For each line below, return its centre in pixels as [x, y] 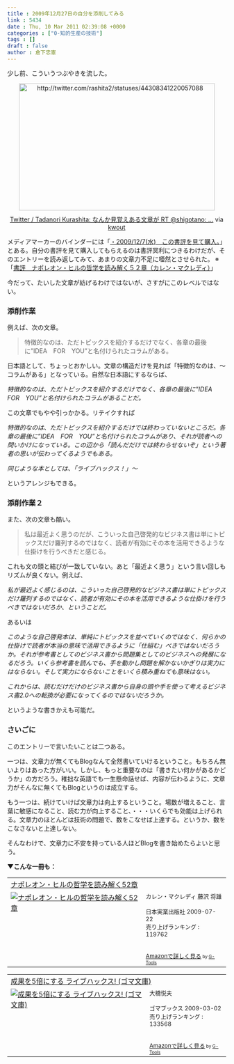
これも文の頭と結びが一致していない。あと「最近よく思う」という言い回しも [117, 566]
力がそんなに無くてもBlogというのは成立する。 [74, 787]
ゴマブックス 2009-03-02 [185, 1008]
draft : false [28, 46]
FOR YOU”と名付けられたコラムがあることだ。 [76, 398]
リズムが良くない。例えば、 [47, 575]
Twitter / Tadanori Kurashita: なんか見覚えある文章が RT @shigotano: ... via [117, 219]
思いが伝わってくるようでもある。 [68, 454]
